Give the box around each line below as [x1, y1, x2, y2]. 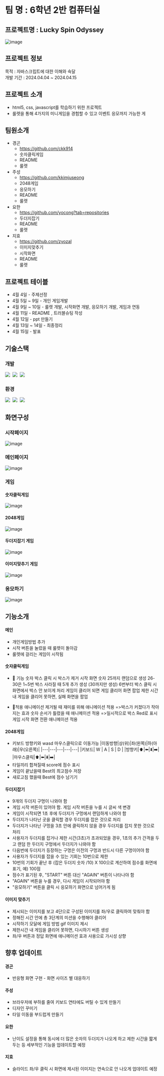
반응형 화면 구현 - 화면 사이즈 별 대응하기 [12, 975, 90, 981]
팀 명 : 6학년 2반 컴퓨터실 [5, 4, 100, 16]
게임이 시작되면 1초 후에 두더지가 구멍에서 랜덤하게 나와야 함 [12, 810, 126, 816]
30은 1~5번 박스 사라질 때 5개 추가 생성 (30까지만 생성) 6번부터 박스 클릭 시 [12, 682, 157, 687]
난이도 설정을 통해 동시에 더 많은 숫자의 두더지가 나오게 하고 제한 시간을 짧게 [12, 1036, 158, 1042]
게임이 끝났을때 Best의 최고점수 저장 [12, 768, 82, 774]
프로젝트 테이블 [5, 277, 48, 286]
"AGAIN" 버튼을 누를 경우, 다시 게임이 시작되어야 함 [12, 878, 110, 884]
